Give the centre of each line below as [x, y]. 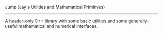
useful [11, 26]
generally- [139, 21]
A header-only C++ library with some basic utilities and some [66, 21]
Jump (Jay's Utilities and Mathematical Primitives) [55, 7]
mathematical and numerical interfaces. [58, 26]
